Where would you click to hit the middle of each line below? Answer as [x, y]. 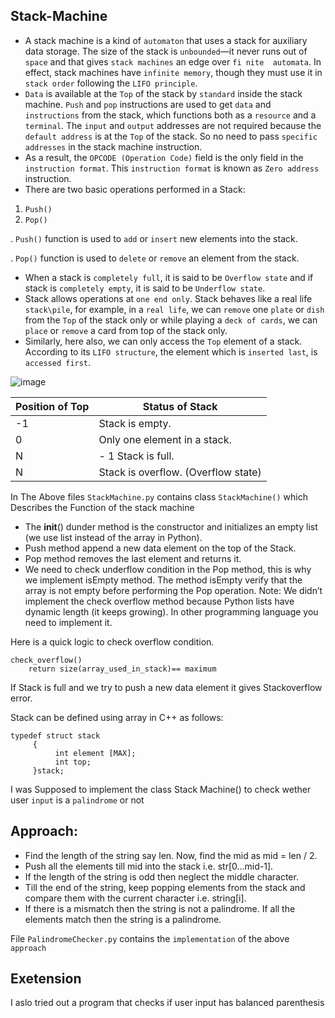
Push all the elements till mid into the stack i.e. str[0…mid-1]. [149, 866]
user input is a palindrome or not [77, 800]
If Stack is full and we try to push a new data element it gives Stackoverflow [166, 687]
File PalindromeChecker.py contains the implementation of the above [150, 938]
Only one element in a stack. [165, 439]
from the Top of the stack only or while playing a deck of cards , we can [171, 320]
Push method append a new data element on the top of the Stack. [160, 548]
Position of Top [52, 406]
